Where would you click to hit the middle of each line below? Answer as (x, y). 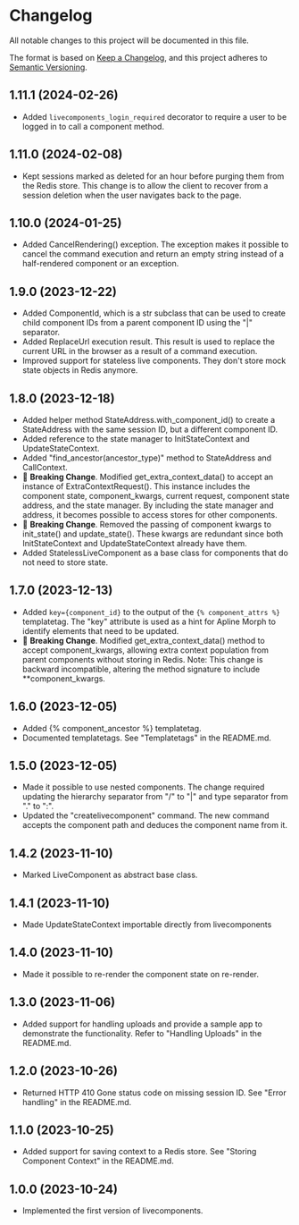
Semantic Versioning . (48, 67)
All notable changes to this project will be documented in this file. (129, 40)
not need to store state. (65, 562)
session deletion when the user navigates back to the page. (132, 195)
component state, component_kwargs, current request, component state (156, 496)
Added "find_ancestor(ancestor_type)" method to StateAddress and (147, 458)
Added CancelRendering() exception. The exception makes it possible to (155, 245)
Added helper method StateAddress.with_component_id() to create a (149, 420)
